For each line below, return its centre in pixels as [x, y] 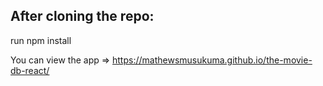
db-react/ [30, 70]
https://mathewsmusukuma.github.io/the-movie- [212, 60]
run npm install [41, 40]
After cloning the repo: [82, 16]
